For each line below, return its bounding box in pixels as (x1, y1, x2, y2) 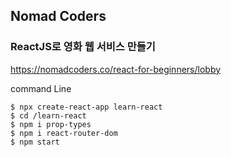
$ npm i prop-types (10, 119, 92, 129)
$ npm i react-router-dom (10, 128, 118, 138)
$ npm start (10, 137, 60, 147)
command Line (10, 82, 72, 94)
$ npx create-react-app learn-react (10, 102, 163, 112)
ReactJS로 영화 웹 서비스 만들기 (10, 40, 156, 54)
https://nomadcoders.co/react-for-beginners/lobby (10, 63, 222, 75)
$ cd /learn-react (10, 110, 87, 121)
